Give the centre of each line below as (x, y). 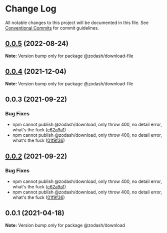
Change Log (31, 9)
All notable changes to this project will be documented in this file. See (77, 23)
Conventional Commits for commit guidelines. (52, 28)
